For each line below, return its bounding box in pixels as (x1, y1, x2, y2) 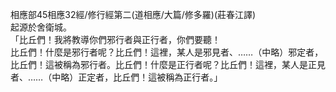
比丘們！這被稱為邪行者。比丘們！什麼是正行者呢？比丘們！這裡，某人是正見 (10, 59, 326, 70)
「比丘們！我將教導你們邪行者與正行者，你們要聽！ (10, 34, 221, 45)
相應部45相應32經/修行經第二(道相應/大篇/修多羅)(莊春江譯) (10, 9, 257, 20)
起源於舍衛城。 (10, 21, 72, 33)
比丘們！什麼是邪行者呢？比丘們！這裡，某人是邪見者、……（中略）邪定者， (10, 46, 324, 58)
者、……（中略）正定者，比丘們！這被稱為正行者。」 (10, 71, 223, 83)
